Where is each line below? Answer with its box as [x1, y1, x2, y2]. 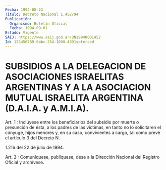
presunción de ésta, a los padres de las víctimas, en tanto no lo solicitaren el [5, 124, 161, 130]
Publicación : [5, 16, 32, 21]
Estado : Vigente [5, 30, 39, 35]
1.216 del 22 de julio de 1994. [5, 144, 64, 150]
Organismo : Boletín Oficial [9, 21, 68, 26]
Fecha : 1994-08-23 [5, 7, 43, 12]
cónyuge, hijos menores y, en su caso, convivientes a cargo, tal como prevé [5, 129, 160, 135]
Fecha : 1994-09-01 [9, 26, 48, 31]
